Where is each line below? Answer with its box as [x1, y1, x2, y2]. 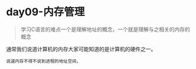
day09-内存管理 [6, 5, 85, 19]
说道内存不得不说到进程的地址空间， [6, 58, 81, 64]
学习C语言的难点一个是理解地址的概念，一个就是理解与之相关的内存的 [20, 26, 191, 33]
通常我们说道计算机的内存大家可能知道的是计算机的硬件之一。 [6, 45, 156, 53]
